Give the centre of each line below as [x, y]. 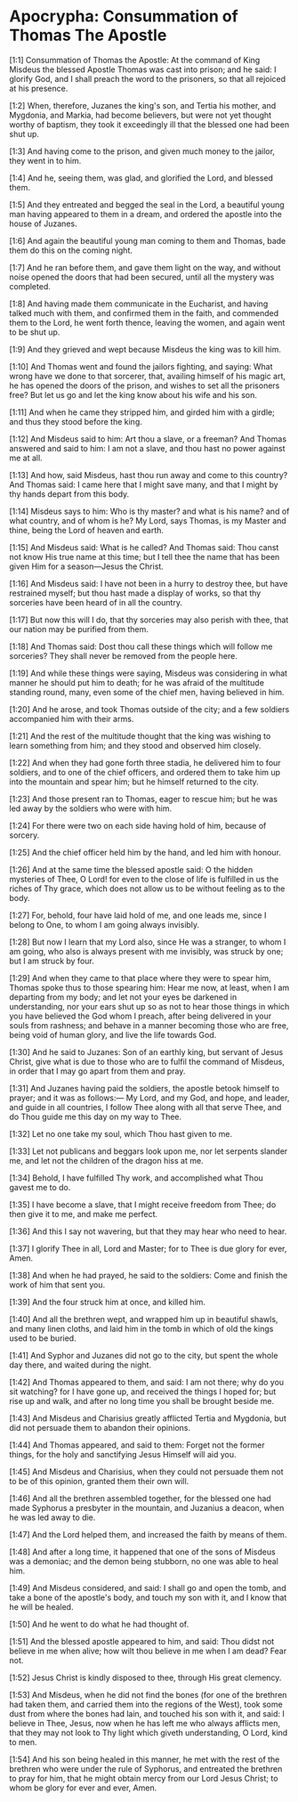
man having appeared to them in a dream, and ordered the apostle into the [145, 214]
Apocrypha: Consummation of [124, 16]
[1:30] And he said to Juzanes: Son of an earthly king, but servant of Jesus [146, 1051]
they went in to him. [45, 160]
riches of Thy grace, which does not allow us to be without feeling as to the [147, 889]
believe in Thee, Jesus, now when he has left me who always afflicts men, [145, 1723]
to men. [23, 1741]
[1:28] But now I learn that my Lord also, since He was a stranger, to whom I [148, 942]
